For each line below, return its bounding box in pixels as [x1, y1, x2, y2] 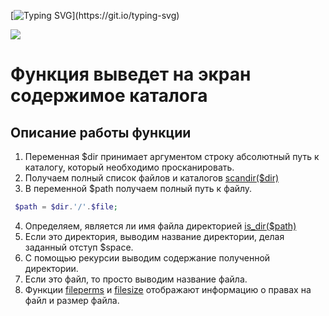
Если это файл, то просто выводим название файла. [24, 273, 248, 285]
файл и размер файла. [24, 294, 120, 306]
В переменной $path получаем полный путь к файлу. [24, 183, 253, 194]
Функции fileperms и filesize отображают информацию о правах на [24, 283, 312, 295]
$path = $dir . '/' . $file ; [14, 202, 118, 212]
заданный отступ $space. [24, 241, 134, 253]
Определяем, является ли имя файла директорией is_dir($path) [24, 220, 297, 232]
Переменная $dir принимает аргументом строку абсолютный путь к [24, 151, 320, 162]
